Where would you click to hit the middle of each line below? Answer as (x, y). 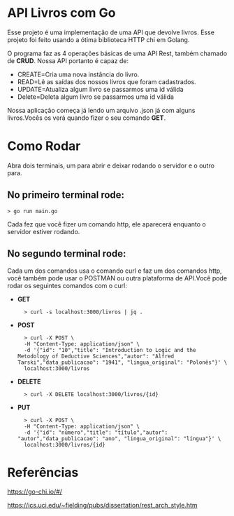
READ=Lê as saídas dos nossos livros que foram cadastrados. (107, 81)
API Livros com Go (61, 13)
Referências (43, 472)
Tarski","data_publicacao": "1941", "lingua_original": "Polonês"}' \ (122, 362)
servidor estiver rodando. (44, 231)
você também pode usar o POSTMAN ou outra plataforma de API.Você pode (117, 278)
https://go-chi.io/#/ (35, 491)
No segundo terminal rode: (67, 254)
